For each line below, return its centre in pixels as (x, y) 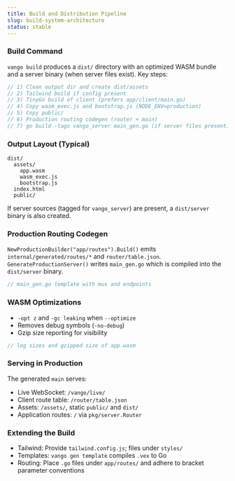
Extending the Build (41, 433)
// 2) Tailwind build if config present (67, 93)
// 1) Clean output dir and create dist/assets (78, 87)
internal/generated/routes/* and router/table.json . (84, 257)
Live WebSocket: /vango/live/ (61, 392)
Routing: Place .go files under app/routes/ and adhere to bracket (111, 463)
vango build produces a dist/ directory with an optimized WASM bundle (112, 67)
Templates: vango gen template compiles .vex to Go (92, 456)
